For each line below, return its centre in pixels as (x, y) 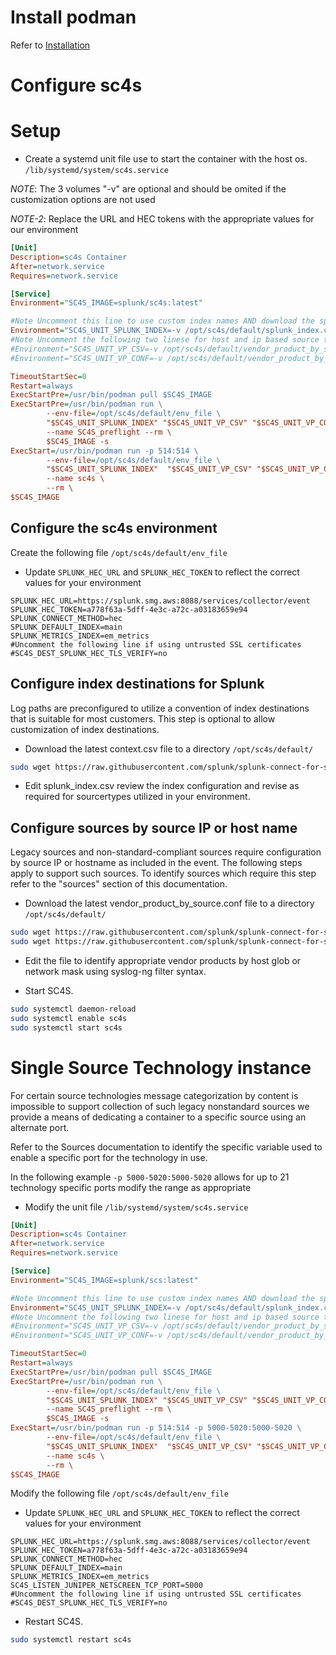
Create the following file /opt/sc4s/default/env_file (119, 552)
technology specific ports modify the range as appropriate (131, 1187)
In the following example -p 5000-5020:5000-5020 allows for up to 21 (150, 1177)
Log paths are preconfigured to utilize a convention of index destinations (160, 708)
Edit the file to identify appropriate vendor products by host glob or (163, 960)
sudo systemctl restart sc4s (71, 1640)
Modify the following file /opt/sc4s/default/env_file (119, 1493)
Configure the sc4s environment (114, 528)
